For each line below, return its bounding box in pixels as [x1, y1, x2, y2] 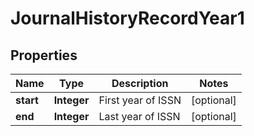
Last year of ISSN [98, 110, 181, 123]
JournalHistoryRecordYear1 [10, 7, 245, 30]
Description [111, 77, 169, 90]
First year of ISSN [98, 93, 182, 107]
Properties [10, 47, 78, 64]
